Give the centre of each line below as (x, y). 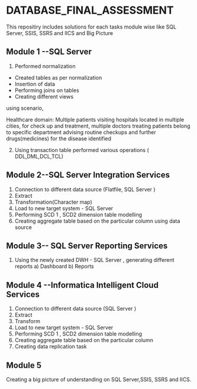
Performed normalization (45, 66)
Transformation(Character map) (54, 202)
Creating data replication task (51, 347)
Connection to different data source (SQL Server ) (75, 309)
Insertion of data (35, 84)
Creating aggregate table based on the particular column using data (97, 221)
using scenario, (25, 108)
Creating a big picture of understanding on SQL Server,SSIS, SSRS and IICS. (99, 379)
